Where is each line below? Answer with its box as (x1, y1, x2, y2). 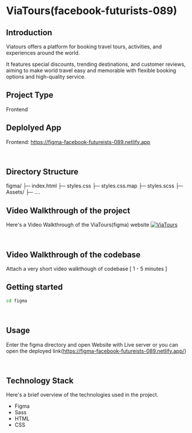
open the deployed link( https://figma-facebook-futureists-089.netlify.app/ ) (6, 347, 187, 354)
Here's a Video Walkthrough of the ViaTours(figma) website (6, 221, 149, 229)
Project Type (6, 90, 54, 100)
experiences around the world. (6, 49, 80, 56)
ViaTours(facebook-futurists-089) (6, 4, 177, 18)
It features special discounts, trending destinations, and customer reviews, (6, 61, 186, 68)
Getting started (6, 282, 63, 292)
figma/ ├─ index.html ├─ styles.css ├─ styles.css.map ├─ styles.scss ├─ (6, 182, 183, 189)
